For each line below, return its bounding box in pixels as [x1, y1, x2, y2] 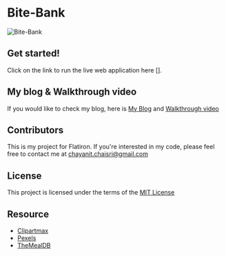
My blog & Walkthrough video [7, 86, 137, 98]
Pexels [17, 234, 37, 242]
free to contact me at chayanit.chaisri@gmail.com [7, 150, 148, 158]
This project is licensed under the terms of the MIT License [7, 188, 175, 197]
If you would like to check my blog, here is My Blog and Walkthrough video [7, 104, 219, 112]
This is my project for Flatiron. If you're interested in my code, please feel [7, 143, 215, 151]
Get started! [7, 48, 60, 59]
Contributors [7, 124, 64, 136]
